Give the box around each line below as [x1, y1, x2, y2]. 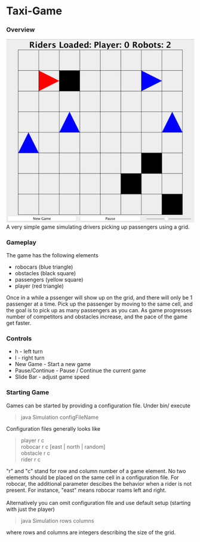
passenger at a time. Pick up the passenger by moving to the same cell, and [6, 300, 193, 307]
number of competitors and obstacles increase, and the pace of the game [6, 313, 188, 321]
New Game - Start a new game [14, 361, 91, 368]
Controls [6, 334, 32, 342]
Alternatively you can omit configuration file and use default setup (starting [6, 499, 191, 506]
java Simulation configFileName [20, 413, 99, 421]
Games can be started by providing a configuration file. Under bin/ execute [6, 402, 191, 409]
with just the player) [6, 506, 55, 513]
